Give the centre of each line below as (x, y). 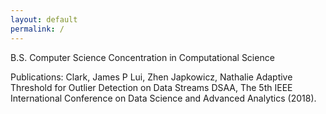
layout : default (44, 19)
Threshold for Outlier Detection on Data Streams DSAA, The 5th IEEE (151, 87)
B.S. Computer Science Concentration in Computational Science (142, 57)
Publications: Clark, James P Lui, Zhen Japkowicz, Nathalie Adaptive (151, 77)
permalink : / (37, 29)
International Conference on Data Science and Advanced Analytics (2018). (163, 98)
